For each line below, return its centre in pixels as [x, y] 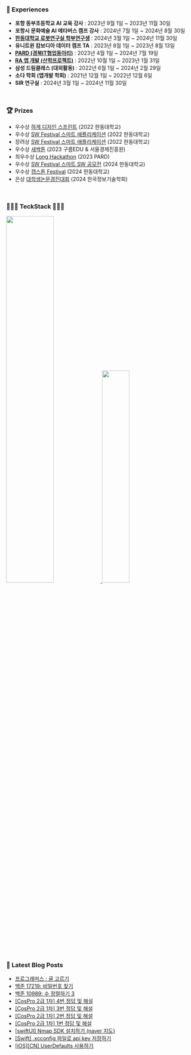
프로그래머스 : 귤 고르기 [42, 979]
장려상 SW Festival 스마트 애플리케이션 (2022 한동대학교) [82, 141]
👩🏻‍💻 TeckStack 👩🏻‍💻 [36, 206]
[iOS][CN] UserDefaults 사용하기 [54, 1045]
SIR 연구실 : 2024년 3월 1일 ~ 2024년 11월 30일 [71, 83]
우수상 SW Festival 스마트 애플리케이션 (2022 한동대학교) [82, 134]
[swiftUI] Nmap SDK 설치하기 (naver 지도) [65, 1031]
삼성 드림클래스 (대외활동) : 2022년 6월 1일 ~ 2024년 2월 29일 [88, 68]
